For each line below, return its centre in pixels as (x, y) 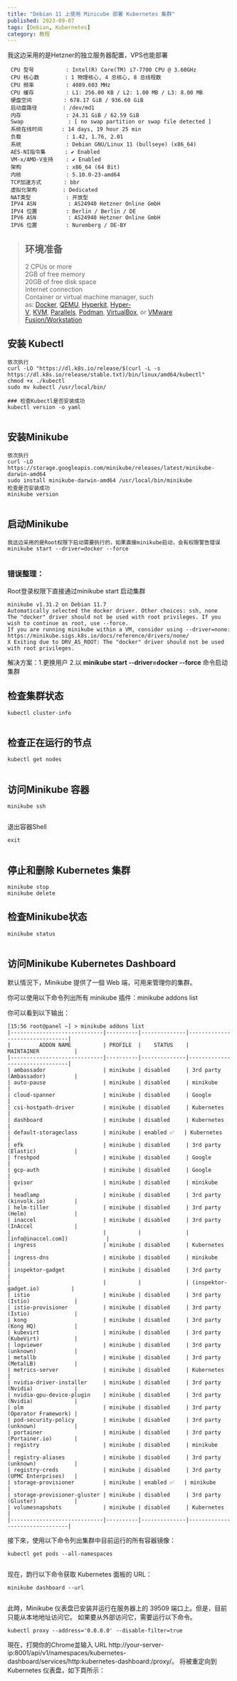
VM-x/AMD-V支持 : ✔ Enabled (56, 160)
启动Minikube (38, 525)
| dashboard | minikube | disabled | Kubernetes (116, 1120)
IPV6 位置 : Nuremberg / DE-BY (68, 226)
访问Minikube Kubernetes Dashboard (92, 964)
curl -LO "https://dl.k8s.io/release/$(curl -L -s (84, 368)
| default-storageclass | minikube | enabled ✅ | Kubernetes (115, 1133)
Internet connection (54, 289)
